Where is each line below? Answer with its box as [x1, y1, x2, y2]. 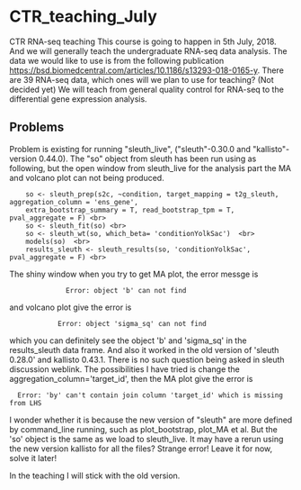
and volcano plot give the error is [9, 302, 132, 313]
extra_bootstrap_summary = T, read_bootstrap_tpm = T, [25, 205, 235, 214]
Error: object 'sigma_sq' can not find [57, 319, 207, 328]
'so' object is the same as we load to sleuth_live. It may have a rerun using [9, 433, 284, 444]
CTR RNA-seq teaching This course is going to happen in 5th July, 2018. [9, 36, 277, 47]
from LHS [9, 398, 42, 407]
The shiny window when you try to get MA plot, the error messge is [9, 268, 259, 279]
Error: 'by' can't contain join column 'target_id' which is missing [17, 390, 283, 400]
